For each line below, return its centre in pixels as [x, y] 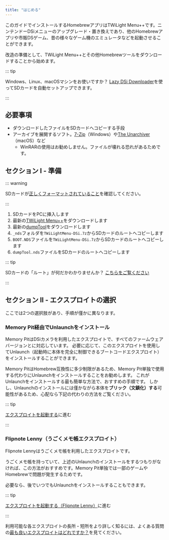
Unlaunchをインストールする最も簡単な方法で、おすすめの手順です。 [77, 381]
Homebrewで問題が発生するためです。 [45, 474]
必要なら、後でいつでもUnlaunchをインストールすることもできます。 [77, 485]
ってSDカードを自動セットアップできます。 [50, 88]
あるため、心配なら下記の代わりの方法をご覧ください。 [76, 394]
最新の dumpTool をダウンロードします [51, 227]
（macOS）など [29, 141]
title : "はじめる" [23, 10]
